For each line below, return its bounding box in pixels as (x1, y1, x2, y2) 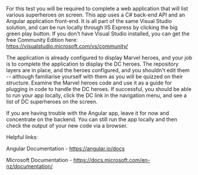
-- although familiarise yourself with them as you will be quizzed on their (6, 73, 183, 80)
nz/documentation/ (6, 163, 53, 170)
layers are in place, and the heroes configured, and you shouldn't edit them (6, 67, 190, 73)
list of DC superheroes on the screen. (6, 98, 98, 105)
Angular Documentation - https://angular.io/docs (6, 145, 125, 152)
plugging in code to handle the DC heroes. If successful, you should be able (6, 86, 191, 92)
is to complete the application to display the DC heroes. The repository (6, 60, 179, 67)
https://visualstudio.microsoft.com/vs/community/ (6, 43, 129, 50)
